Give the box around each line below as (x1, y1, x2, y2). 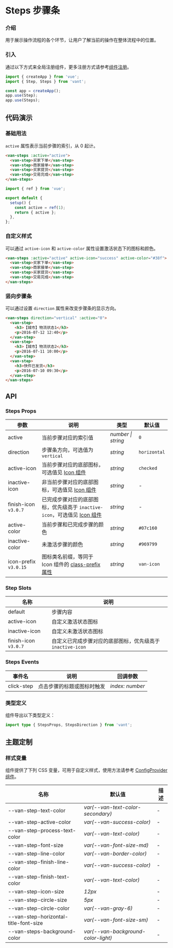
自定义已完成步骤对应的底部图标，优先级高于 (51, 638, 160, 645)
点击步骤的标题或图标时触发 (38, 682, 106, 690)
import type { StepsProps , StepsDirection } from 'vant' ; (5, 722, 132, 727)
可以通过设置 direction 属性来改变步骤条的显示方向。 (5, 305, 119, 311)
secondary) (84, 810, 112, 817)
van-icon (139, 561, 160, 567)
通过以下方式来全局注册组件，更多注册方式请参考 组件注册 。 (5, 64, 132, 70)
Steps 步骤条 (5, 5, 60, 16)
